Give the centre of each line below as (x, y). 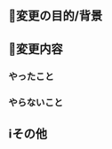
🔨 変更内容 (36, 48)
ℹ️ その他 (28, 134)
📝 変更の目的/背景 (56, 16)
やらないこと (36, 102)
